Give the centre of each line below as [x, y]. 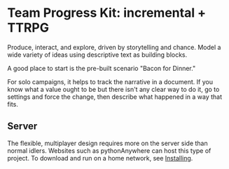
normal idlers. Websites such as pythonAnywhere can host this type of [109, 150]
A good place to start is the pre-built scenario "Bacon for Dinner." [102, 68]
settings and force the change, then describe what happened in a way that [115, 97]
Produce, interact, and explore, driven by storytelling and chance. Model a [114, 47]
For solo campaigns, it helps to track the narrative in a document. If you [110, 81]
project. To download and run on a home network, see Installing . [100, 158]
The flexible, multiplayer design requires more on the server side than [107, 143]
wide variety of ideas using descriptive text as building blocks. [97, 55]
